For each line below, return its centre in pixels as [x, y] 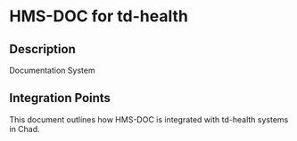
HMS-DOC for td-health [99, 16]
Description [42, 49]
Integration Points [60, 98]
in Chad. [25, 129]
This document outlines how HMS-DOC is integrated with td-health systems [149, 119]
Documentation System [52, 70]
